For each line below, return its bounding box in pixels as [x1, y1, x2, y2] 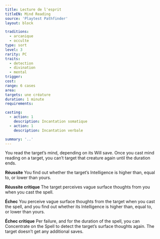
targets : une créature [5, 92, 51, 97]
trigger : [5, 75, 23, 79]
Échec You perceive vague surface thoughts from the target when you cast [5, 199, 155, 205]
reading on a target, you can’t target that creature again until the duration [5, 155, 151, 161]
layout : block [5, 20, 34, 26]
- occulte [9, 38, 29, 44]
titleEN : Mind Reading [5, 12, 51, 16]
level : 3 [5, 47, 23, 52]
